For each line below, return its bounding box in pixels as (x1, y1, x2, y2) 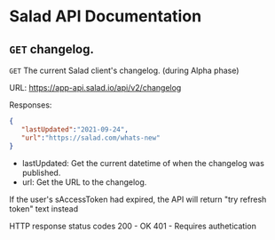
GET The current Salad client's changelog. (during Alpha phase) (9, 65, 240, 76)
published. (21, 167, 61, 178)
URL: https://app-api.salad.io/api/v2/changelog (9, 83, 182, 92)
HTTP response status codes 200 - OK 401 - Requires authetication (9, 220, 257, 231)
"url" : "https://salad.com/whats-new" (20, 133, 161, 142)
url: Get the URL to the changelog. (21, 176, 147, 188)
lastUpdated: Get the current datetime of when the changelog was (21, 157, 264, 168)
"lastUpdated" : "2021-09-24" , (20, 124, 129, 134)
